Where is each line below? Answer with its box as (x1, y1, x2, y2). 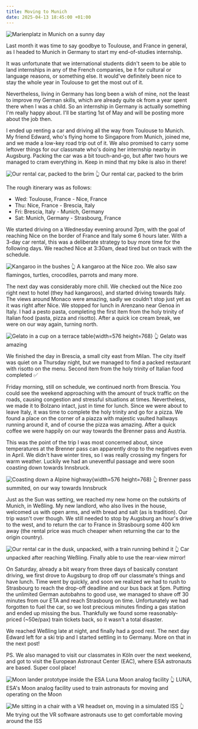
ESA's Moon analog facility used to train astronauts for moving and (6, 684, 168, 691)
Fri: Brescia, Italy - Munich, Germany (14, 208, 105, 215)
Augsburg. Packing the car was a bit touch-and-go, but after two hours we (6, 152, 188, 159)
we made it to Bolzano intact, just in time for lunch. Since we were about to (6, 402, 188, 409)
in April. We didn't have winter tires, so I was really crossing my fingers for (6, 451, 187, 458)
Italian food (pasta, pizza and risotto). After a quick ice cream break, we (6, 314, 181, 321)
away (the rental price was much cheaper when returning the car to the (6, 527, 180, 534)
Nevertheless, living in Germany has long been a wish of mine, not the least (6, 90, 190, 97)
